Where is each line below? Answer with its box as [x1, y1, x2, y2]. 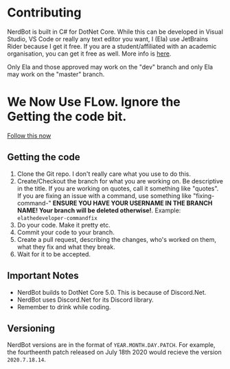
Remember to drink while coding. [16, 302, 111, 311]
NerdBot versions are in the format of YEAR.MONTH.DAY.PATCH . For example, [7, 341, 216, 349]
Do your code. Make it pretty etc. [16, 221, 111, 229]
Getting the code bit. [7, 109, 127, 124]
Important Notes [7, 270, 79, 282]
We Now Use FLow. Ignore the [7, 94, 181, 110]
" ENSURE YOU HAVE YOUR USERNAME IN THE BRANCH [47, 199, 213, 207]
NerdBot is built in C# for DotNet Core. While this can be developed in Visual [7, 27, 223, 36]
